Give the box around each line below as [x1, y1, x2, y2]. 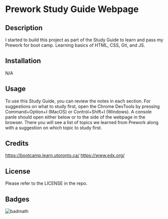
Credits [5, 139, 29, 148]
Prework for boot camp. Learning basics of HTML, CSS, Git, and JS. [5, 42, 145, 48]
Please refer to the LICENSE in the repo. [5, 180, 88, 186]
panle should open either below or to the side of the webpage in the [5, 114, 145, 120]
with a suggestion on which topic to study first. [5, 125, 102, 131]
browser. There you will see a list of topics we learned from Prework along [5, 119, 159, 125]
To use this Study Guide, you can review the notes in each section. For [5, 98, 151, 104]
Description [5, 24, 43, 32]
